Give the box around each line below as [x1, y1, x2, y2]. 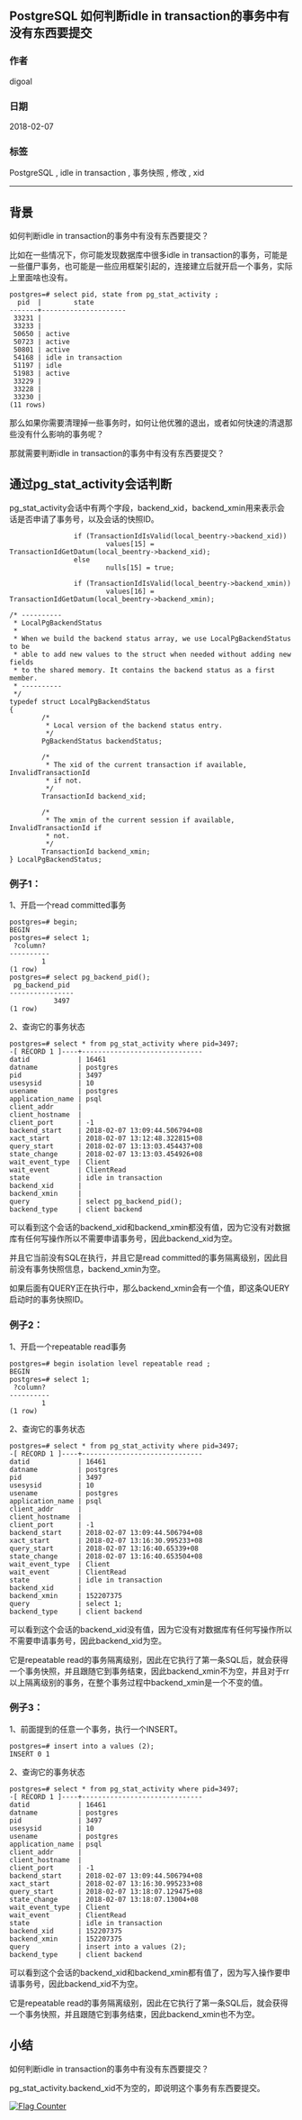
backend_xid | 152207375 [9, 1926, 123, 1935]
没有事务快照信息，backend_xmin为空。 [16, 1264, 165, 1275]
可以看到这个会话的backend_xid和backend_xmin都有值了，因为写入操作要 [9, 1967, 283, 1978]
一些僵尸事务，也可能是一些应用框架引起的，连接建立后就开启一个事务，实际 [9, 260, 293, 272]
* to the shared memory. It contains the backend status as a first [13, 665, 276, 674]
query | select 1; [9, 1599, 123, 1608]
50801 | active [13, 345, 70, 354]
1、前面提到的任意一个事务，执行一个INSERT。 [9, 1723, 182, 1734]
